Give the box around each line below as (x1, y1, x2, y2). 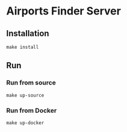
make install (6, 44, 39, 50)
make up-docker (6, 119, 45, 126)
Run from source (6, 78, 56, 87)
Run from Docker (6, 106, 57, 115)
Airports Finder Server (6, 4, 122, 18)
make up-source (6, 92, 45, 98)
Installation (6, 28, 49, 39)
